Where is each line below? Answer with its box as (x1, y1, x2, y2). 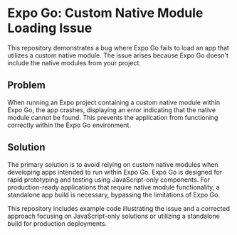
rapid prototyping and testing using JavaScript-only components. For (7, 175, 211, 184)
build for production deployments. (7, 219, 107, 228)
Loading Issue (7, 20, 93, 36)
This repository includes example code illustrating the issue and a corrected (7, 204, 230, 212)
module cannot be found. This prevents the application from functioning (7, 113, 218, 121)
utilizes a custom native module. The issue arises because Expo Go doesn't (7, 51, 229, 60)
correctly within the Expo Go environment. (7, 121, 132, 129)
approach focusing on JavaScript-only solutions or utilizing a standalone (7, 212, 221, 220)
